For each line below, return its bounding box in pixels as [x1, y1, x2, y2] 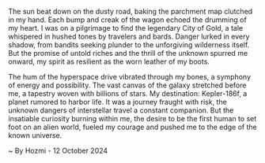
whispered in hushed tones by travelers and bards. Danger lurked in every [8, 31, 250, 41]
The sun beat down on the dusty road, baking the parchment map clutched [8, 7, 253, 16]
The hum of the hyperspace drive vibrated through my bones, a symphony [8, 72, 252, 81]
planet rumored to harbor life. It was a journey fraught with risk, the [8, 98, 227, 106]
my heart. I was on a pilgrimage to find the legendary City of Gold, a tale [8, 24, 244, 32]
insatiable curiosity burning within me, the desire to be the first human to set [8, 114, 257, 123]
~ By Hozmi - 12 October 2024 [8, 146, 108, 155]
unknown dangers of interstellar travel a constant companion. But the [8, 106, 234, 115]
